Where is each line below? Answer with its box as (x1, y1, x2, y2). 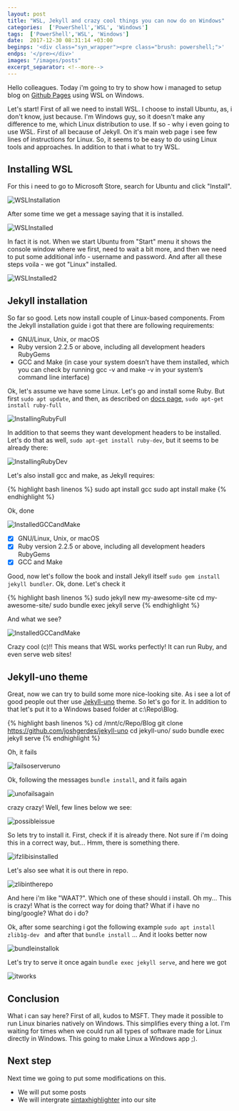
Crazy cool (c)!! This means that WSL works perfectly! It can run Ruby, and (7, 643, 227, 651)
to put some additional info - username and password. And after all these (7, 253, 223, 261)
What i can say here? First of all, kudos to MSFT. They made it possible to (7, 1012, 223, 1020)
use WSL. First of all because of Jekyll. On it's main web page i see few (7, 127, 218, 136)
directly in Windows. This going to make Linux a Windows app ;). (7, 1035, 198, 1043)
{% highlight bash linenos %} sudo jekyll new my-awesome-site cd (7, 593, 205, 602)
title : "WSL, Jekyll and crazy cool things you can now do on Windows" (7, 17, 225, 24)
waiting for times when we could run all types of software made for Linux (7, 1027, 223, 1035)
